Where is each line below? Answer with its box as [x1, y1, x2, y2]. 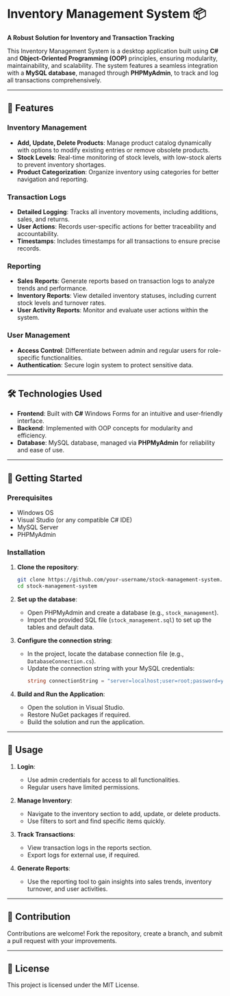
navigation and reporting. [16, 175, 89, 183]
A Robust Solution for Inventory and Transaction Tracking [7, 33, 175, 42]
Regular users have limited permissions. [27, 783, 140, 791]
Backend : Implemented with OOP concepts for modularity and [16, 424, 193, 432]
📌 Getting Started [7, 472, 83, 484]
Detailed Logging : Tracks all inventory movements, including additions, [16, 207, 218, 216]
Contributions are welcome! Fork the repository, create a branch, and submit [7, 929, 223, 938]
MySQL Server [16, 523, 59, 531]
